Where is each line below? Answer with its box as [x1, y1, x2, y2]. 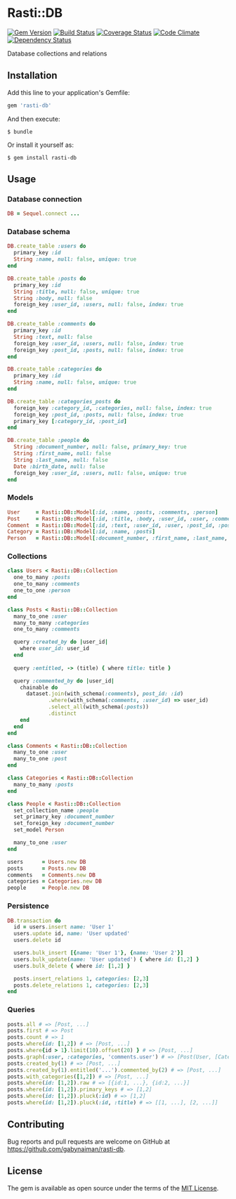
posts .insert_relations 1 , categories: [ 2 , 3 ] [13, 975, 150, 982]
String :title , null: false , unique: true [13, 288, 140, 295]
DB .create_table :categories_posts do [7, 398, 121, 405]
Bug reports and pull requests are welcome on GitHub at [7, 1137, 171, 1146]
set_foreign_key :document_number [13, 820, 114, 827]
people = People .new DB [7, 884, 90, 892]
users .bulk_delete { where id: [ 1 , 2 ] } [13, 962, 131, 969]
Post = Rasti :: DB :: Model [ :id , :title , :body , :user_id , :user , [7, 515, 209, 522]
